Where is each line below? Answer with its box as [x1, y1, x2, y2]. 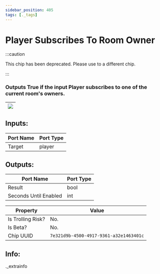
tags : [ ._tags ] [5, 12, 38, 17]
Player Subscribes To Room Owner [5, 34, 155, 46]
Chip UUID [8, 232, 33, 239]
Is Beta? [8, 224, 27, 231]
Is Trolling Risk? [8, 216, 45, 223]
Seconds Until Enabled [8, 192, 62, 199]
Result [8, 184, 23, 191]
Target [8, 143, 24, 150]
